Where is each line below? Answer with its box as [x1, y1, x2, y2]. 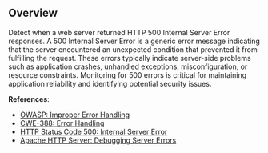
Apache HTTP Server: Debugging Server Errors [19, 135, 177, 145]
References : [8, 94, 50, 103]
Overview [8, 6, 58, 20]
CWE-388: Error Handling [19, 118, 105, 127]
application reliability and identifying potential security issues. [8, 79, 212, 88]
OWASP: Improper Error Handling [19, 110, 130, 119]
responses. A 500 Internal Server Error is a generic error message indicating [8, 36, 260, 46]
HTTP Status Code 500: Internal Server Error [19, 127, 168, 136]
